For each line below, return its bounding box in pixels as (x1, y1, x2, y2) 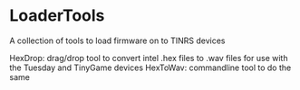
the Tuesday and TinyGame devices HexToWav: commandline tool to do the (9, 62, 292, 73)
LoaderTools (9, 5, 105, 26)
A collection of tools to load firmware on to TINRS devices (9, 35, 226, 46)
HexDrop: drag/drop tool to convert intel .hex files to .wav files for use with (9, 52, 288, 63)
